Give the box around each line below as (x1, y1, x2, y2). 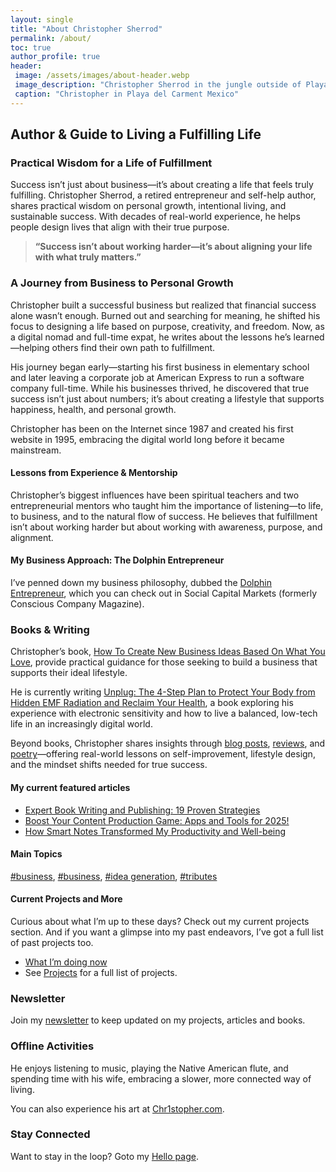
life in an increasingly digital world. (10, 718, 153, 730)
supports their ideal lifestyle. (10, 667, 128, 679)
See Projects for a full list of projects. (24, 966, 178, 978)
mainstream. (10, 444, 62, 456)
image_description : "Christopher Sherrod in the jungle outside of (14, 80, 302, 90)
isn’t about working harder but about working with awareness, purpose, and (10, 521, 323, 533)
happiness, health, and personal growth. (10, 403, 177, 415)
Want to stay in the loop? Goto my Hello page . (10, 1150, 199, 1162)
